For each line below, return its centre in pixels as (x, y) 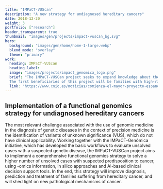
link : (15, 86)
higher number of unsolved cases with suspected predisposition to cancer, (80, 161)
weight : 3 (15, 23)
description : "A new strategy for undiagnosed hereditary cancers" (75, 14)
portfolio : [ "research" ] (30, 28)
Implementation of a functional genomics (69, 105)
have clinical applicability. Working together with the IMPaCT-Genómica (77, 141)
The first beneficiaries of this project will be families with (76, 81)
